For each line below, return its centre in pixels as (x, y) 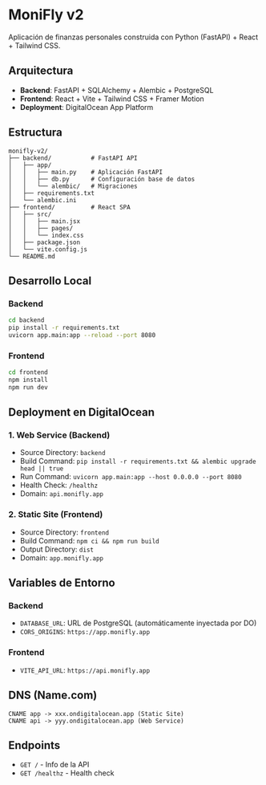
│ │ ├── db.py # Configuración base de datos (102, 179)
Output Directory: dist (57, 549)
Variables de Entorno (62, 583)
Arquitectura (41, 71)
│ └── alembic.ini (43, 200)
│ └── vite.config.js (48, 249)
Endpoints (34, 745)
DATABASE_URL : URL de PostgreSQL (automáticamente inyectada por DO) (138, 623)
